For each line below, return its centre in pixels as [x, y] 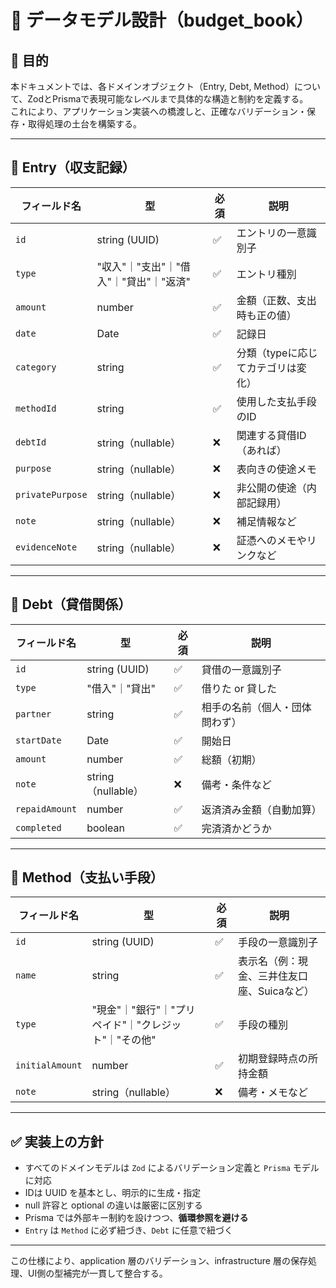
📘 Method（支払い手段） [87, 877]
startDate [38, 740]
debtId [31, 442]
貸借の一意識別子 [241, 669]
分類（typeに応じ [277, 353]
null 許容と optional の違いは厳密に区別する [113, 1205]
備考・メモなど [272, 1093]
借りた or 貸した [239, 688]
